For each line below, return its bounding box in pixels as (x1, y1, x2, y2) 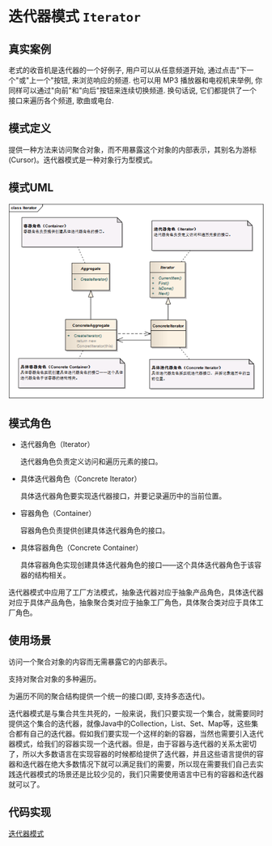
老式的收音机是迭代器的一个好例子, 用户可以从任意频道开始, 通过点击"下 (8, 66, 247, 75)
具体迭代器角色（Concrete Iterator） (19, 474, 142, 483)
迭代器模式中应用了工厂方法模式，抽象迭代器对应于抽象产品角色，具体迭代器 (8, 587, 264, 597)
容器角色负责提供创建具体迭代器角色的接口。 (19, 526, 170, 535)
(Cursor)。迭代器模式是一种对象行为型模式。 (8, 155, 158, 165)
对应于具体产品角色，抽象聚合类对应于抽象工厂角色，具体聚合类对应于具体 (8, 598, 257, 608)
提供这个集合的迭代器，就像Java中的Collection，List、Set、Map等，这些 (8, 719, 252, 728)
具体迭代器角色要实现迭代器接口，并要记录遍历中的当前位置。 (19, 492, 227, 501)
